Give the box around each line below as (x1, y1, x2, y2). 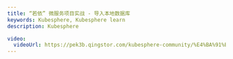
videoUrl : (13, 42, 42, 49)
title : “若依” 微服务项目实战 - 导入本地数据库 (7, 10, 130, 17)
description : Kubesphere (7, 23, 79, 29)
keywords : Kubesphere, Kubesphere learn (7, 16, 126, 23)
